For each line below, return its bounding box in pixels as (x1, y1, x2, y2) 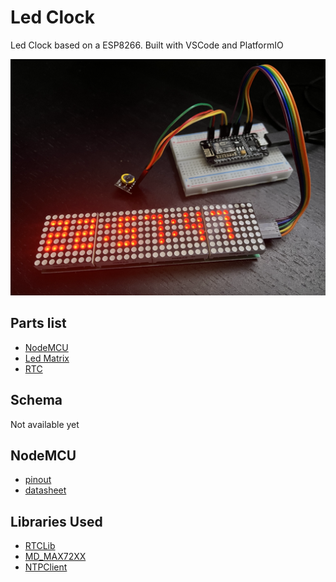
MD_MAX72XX (24, 551, 87, 563)
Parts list (10, 315, 67, 332)
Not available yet (10, 418, 80, 430)
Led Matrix (24, 352, 70, 364)
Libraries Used (10, 513, 103, 530)
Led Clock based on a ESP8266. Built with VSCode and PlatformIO (10, 39, 284, 51)
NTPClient (24, 561, 68, 573)
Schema (10, 392, 63, 409)
